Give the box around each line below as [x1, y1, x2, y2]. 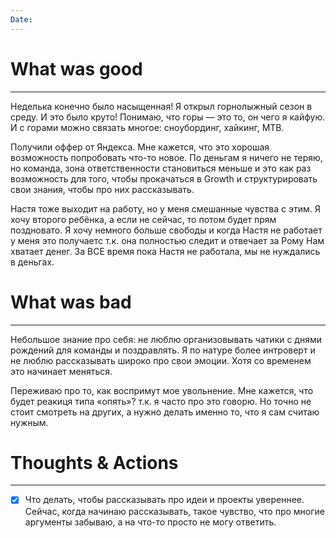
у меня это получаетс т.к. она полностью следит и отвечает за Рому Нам [10, 234, 325, 246]
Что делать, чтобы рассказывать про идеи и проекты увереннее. [24, 494, 305, 506]
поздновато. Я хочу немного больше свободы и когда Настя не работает [10, 224, 323, 236]
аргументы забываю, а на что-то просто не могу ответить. [24, 516, 277, 528]
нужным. [10, 416, 49, 428]
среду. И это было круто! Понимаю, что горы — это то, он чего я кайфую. [10, 111, 326, 123]
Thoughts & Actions [10, 451, 179, 474]
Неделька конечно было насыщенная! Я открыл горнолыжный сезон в [10, 100, 313, 112]
